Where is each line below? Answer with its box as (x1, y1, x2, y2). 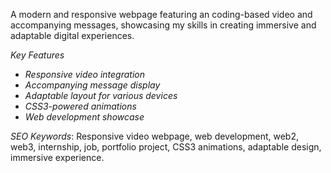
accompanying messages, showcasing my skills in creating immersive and (10, 19, 317, 31)
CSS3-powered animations (24, 100, 137, 112)
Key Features (10, 49, 65, 61)
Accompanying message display (24, 79, 161, 91)
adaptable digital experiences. (10, 30, 135, 41)
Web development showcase (24, 111, 145, 123)
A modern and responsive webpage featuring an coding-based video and (10, 9, 313, 20)
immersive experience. (10, 152, 105, 163)
